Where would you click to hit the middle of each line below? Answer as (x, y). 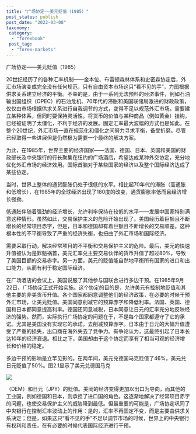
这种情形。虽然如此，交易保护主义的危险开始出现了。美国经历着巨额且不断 (100, 218)
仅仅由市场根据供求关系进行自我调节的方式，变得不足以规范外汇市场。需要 (95, 108)
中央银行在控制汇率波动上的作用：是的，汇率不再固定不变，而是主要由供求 (95, 411)
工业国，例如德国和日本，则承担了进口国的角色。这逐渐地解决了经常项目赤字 (98, 396)
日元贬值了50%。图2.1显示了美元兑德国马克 (58, 365)
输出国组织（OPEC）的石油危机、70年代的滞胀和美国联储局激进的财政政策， (98, 101)
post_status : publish (32, 17)
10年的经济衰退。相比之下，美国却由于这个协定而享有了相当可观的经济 (95, 338)
